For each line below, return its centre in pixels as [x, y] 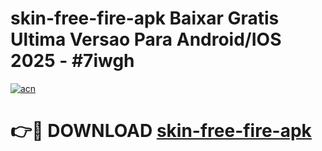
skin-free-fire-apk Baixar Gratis [145, 18]
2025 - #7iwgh [72, 61]
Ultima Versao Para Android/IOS [146, 39]
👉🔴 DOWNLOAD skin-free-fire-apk [161, 131]
